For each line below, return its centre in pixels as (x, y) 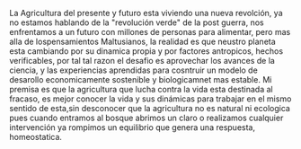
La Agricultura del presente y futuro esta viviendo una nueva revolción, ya (146, 13)
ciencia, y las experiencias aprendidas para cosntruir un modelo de (133, 70)
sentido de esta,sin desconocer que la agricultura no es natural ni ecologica (150, 108)
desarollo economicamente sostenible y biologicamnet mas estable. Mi (141, 79)
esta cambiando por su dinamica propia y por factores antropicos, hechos (146, 51)
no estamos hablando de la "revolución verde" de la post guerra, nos (137, 22)
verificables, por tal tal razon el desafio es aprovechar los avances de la (142, 61)
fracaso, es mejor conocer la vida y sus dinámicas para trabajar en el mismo (150, 99)
